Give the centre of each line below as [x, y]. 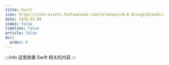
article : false [21, 33]
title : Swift [19, 10]
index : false [19, 24]
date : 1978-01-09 [23, 19]
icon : [11, 14]
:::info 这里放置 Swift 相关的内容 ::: [40, 57]
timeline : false [22, 28]
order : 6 [19, 42]
